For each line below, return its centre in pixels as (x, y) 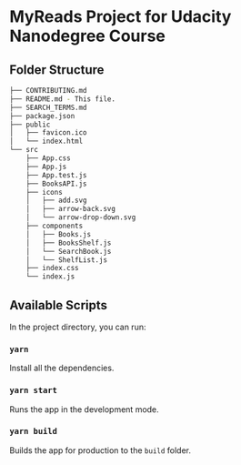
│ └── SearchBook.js (69, 251)
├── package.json (42, 116)
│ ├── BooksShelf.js (69, 243)
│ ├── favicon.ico (49, 133)
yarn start (33, 390)
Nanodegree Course (88, 36)
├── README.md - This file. (63, 99)
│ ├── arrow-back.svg (71, 209)
